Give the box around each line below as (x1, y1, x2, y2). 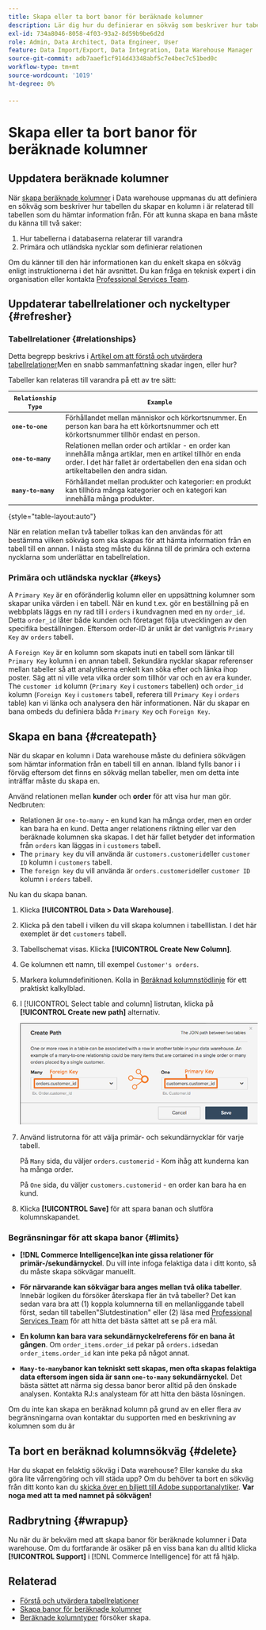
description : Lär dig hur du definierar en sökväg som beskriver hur (8, 21, 243, 29)
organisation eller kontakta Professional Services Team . (8, 274, 190, 283)
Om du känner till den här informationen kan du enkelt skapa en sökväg (8, 257, 241, 267)
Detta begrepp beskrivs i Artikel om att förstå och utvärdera (8, 352, 203, 361)
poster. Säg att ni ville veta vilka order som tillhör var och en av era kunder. (8, 673, 252, 683)
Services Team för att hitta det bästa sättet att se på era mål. (19, 1316, 218, 1326)
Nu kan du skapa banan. (8, 890, 88, 900)
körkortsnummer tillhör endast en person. (65, 430, 200, 439)
